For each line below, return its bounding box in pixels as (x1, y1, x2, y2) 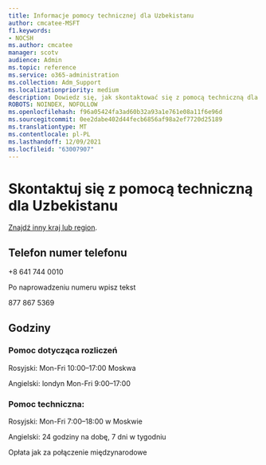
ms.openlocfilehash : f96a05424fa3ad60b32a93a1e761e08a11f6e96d (8, 108, 223, 116)
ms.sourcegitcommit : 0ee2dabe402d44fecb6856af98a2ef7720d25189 (8, 116, 223, 124)
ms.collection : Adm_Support (8, 78, 102, 86)
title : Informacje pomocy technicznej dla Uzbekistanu (8, 11, 194, 20)
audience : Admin (8, 57, 62, 65)
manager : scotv (8, 49, 59, 57)
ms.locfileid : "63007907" (8, 145, 94, 153)
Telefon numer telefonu (8, 246, 127, 259)
